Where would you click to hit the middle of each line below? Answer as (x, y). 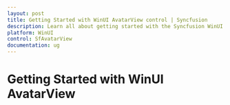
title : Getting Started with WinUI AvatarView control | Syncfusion (107, 20)
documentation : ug (33, 45)
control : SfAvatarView (40, 39)
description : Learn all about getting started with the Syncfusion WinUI (115, 26)
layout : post (26, 13)
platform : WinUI (30, 33)
